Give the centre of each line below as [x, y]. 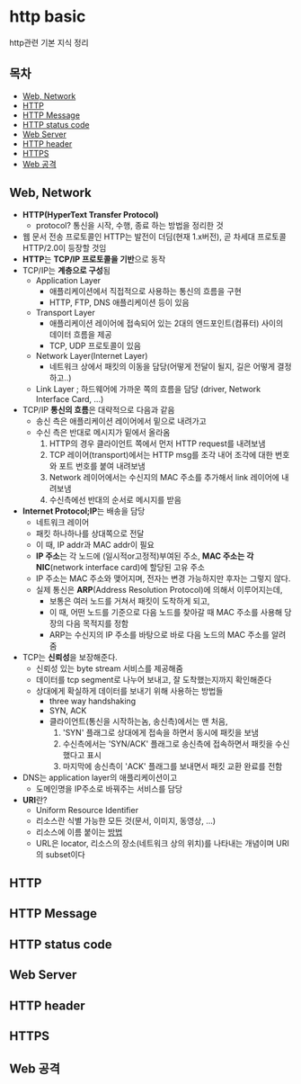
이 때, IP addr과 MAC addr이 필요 [95, 544]
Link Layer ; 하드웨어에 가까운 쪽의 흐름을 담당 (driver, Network [148, 389]
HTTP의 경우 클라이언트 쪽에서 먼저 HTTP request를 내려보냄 [157, 443]
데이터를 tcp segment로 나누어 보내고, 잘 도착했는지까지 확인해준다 [154, 679]
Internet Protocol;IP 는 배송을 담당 [84, 511]
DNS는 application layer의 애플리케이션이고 [100, 777]
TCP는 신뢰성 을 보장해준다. [70, 657]
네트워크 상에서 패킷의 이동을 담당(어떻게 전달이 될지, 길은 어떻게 [162, 366]
